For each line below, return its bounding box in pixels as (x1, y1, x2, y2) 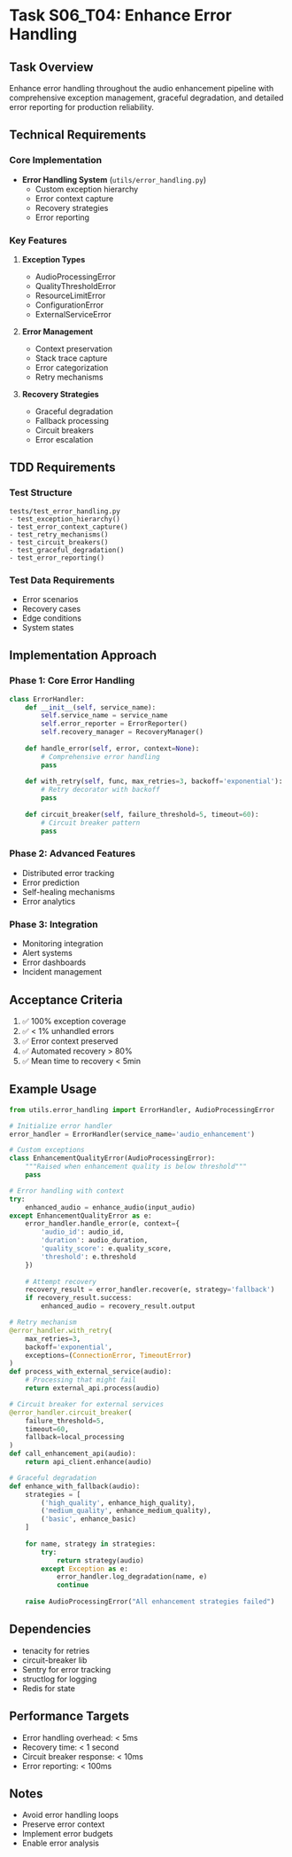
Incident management (21, 967, 103, 977)
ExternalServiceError (35, 309, 112, 319)
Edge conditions (21, 613, 82, 623)
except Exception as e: (41, 1564, 128, 1573)
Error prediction (21, 877, 80, 888)
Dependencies (9, 1622, 91, 1637)
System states (21, 622, 74, 632)
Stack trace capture (35, 352, 108, 364)
